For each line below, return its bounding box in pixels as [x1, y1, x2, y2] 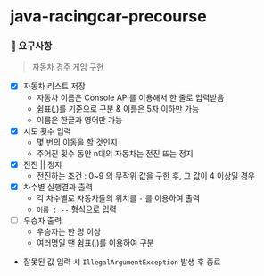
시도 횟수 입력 [22, 125, 71, 136]
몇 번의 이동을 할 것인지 [36, 137, 119, 147]
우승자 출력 [22, 214, 62, 225]
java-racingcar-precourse [10, 6, 208, 27]
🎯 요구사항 [10, 40, 53, 53]
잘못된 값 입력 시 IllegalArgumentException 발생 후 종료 [22, 256, 221, 267]
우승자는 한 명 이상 [36, 226, 102, 237]
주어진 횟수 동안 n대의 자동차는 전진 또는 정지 [36, 147, 194, 158]
